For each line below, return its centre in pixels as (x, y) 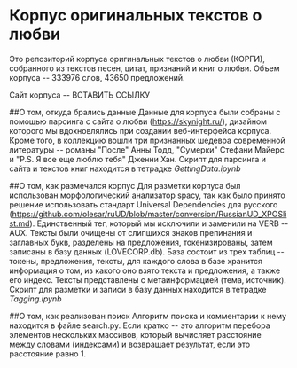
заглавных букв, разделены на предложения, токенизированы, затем (141, 242)
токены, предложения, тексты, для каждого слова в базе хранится (136, 261)
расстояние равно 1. (48, 353)
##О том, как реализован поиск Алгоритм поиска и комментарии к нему (148, 316)
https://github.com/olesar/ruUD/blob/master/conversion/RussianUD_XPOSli (149, 214)
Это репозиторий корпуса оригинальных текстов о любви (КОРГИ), (137, 59)
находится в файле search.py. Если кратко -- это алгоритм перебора (140, 325)
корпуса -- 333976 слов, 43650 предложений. (97, 77)
